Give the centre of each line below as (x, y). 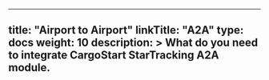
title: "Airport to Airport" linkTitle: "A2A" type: (126, 30)
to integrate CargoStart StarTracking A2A (114, 56)
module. (29, 68)
